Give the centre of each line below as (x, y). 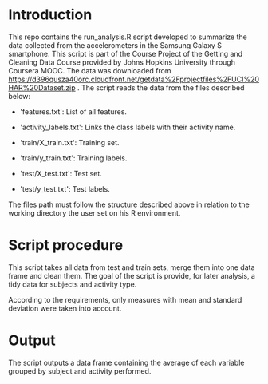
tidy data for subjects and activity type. (73, 284)
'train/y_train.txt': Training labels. (73, 158)
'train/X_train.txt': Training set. (69, 142)
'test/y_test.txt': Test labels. (65, 188)
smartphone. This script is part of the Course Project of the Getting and (126, 53)
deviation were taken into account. (65, 308)
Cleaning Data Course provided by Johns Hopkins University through (122, 62)
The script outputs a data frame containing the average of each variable (126, 362)
